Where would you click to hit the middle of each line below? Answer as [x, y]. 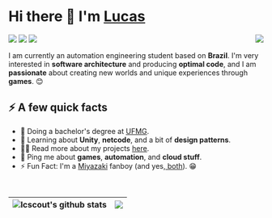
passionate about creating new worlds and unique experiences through [128, 73]
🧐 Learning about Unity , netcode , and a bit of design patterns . [125, 140]
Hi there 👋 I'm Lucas [77, 17]
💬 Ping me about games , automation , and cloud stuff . [111, 157]
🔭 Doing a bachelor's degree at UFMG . [85, 131]
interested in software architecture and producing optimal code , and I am [132, 64]
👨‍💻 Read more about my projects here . [85, 148]
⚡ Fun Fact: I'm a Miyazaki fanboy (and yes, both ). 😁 [108, 166]
